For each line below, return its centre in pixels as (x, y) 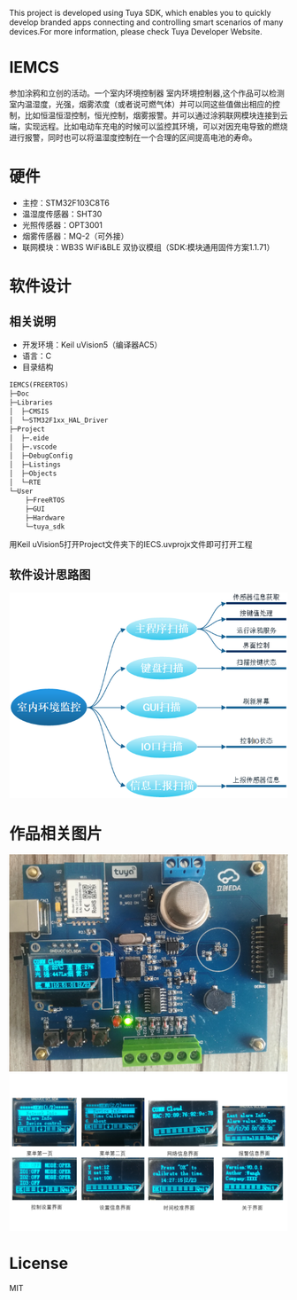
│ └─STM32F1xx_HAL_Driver (59, 420)
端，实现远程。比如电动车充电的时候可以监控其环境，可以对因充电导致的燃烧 (148, 126)
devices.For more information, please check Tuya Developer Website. (136, 31)
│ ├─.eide (29, 438)
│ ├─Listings (35, 465)
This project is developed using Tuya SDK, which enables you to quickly (140, 13)
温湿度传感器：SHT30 (62, 214)
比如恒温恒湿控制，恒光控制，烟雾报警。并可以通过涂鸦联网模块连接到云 (156, 115)
